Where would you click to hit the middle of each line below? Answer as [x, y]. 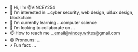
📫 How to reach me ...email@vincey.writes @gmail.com [65, 33]
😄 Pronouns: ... [25, 40]
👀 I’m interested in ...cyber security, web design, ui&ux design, [71, 12]
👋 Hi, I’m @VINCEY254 [32, 7]
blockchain [21, 17]
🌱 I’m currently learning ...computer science [53, 22]
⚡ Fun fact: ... [23, 45]
